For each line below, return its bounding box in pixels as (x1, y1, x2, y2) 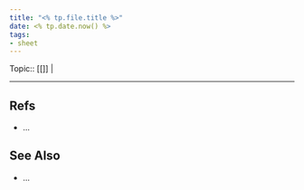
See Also (9, 148, 61, 164)
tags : (9, 30, 30, 39)
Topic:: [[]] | (9, 63, 54, 74)
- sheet (9, 38, 39, 48)
